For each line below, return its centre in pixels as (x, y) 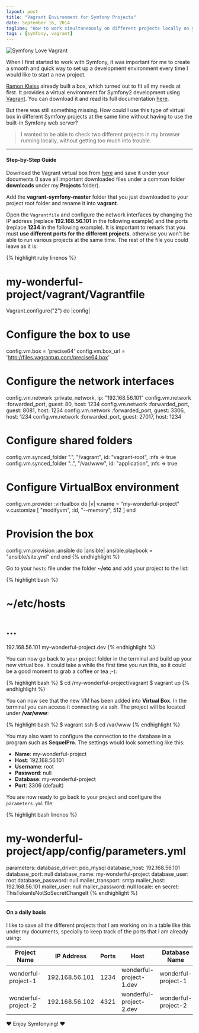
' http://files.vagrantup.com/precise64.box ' (58, 358)
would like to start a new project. (46, 75)
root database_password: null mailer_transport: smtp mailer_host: (86, 881)
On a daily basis (26, 912)
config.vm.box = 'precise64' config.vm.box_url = (66, 351)
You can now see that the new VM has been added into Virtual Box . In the (97, 701)
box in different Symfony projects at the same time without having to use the (99, 117)
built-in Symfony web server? (42, 123)
